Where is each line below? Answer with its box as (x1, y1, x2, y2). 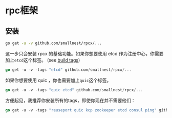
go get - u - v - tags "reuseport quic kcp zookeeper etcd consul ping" (5, 107, 157, 113)
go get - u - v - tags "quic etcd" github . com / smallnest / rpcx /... (5, 87, 143, 92)
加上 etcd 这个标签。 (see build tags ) (5, 57, 80, 63)
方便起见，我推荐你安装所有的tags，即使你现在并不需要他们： (5, 97, 136, 103)
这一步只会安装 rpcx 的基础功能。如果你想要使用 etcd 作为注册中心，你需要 (5, 50, 164, 56)
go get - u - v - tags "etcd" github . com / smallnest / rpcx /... (5, 67, 132, 72)
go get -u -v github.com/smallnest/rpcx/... (5, 41, 102, 46)
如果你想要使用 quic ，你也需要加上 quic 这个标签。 (5, 77, 112, 83)
